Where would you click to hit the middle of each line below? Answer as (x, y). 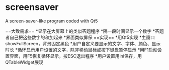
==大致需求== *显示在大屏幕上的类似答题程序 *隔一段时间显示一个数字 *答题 (84, 31)
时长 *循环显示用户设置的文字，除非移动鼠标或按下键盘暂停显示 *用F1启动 (81, 50)
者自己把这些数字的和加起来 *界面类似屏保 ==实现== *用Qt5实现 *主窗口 (80, 37)
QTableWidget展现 (24, 62)
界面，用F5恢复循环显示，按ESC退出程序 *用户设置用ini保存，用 (76, 56)
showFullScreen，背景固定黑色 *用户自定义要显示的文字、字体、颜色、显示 (83, 43)
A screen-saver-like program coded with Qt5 (52, 21)
